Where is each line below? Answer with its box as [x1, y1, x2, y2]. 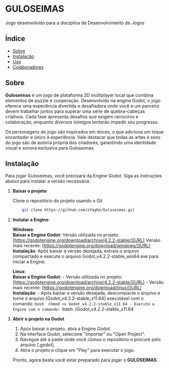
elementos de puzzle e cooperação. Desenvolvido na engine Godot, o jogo [5, 97, 160, 104]
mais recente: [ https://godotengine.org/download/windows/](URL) [12, 243, 151, 249]
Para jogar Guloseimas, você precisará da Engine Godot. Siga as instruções [5, 173, 162, 179]
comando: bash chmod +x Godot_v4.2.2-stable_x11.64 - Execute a [12, 301, 155, 307]
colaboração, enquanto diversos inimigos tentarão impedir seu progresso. [5, 119, 159, 125]
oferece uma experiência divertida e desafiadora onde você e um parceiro [5, 103, 160, 109]
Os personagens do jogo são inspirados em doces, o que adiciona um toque [5, 128, 164, 134]
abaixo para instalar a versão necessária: [5, 178, 91, 185]
